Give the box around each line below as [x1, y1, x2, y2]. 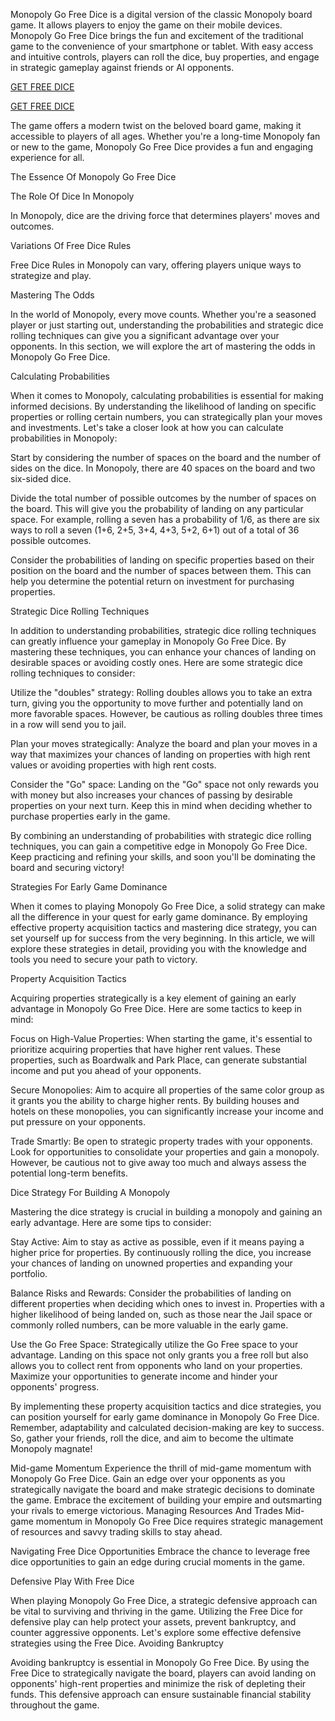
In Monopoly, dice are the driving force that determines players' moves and [10, 210, 320, 221]
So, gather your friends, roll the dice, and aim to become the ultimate [10, 1432, 294, 1444]
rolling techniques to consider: [10, 667, 136, 679]
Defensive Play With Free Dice [10, 1575, 135, 1587]
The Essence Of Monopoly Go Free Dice [10, 171, 177, 183]
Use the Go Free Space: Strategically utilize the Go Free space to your [10, 1339, 299, 1350]
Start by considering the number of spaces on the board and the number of [10, 452, 322, 463]
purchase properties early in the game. [10, 810, 171, 822]
